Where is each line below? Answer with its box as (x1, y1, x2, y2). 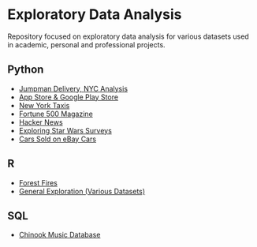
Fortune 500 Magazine (18, 109, 94, 118)
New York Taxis (18, 100, 70, 110)
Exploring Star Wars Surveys (18, 125, 112, 135)
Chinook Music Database (18, 230, 101, 240)
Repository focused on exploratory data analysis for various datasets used (7, 32, 249, 41)
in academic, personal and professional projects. (7, 39, 166, 49)
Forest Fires (18, 178, 58, 187)
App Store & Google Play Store (18, 92, 119, 102)
